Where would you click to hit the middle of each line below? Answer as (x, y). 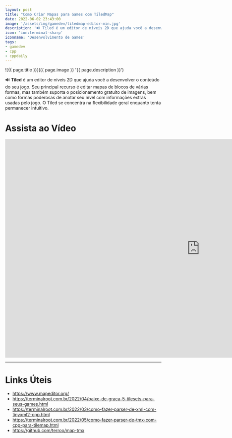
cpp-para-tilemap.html (35, 425)
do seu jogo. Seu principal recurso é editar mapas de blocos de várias (77, 87)
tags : (11, 42)
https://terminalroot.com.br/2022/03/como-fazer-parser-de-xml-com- (84, 409)
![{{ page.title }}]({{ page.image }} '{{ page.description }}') (64, 70)
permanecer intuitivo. (27, 108)
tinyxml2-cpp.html (31, 415)
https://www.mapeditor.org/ (41, 394)
